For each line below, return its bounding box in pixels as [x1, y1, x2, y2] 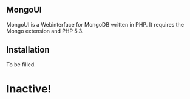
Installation [6, 45, 50, 55]
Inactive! [6, 81, 52, 95]
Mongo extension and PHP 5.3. [6, 27, 84, 34]
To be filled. [6, 60, 36, 68]
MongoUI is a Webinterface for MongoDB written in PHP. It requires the [6, 21, 184, 28]
